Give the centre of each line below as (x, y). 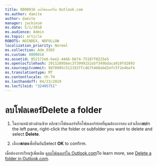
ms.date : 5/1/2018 (23, 28)
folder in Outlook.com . (27, 159)
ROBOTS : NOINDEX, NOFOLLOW (32, 41)
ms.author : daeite (23, 14)
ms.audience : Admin (25, 32)
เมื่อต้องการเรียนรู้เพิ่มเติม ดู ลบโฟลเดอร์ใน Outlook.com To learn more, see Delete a (78, 153)
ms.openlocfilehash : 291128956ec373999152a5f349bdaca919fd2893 (70, 63)
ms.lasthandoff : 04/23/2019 (33, 81)
